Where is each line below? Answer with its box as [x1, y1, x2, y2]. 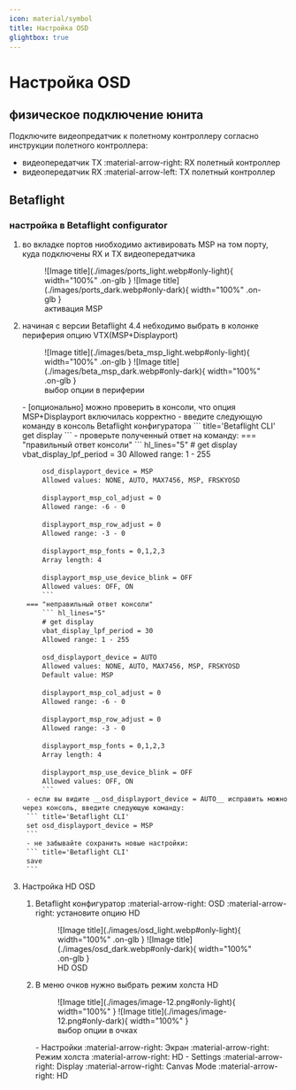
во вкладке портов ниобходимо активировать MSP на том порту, [21, 239, 269, 250]
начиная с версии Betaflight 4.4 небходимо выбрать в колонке [21, 321, 259, 331]
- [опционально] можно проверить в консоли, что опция [21, 402, 236, 413]
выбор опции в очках [57, 1025, 138, 1036]
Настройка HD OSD [21, 881, 95, 892]
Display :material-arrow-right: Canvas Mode [56, 1061, 216, 1071]
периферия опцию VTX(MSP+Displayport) [21, 330, 178, 341]
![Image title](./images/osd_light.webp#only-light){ [57, 925, 241, 936]
